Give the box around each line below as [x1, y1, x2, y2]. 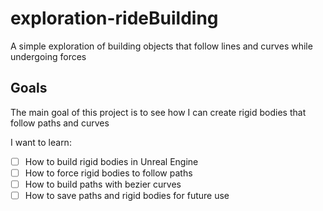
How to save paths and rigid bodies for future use [24, 189, 230, 201]
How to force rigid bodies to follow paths [24, 167, 193, 179]
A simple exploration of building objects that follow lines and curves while [10, 40, 313, 52]
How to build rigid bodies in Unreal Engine [24, 155, 199, 167]
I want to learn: [10, 136, 72, 148]
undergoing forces [10, 50, 87, 62]
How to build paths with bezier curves [24, 178, 182, 190]
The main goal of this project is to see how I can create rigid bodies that [10, 106, 307, 118]
